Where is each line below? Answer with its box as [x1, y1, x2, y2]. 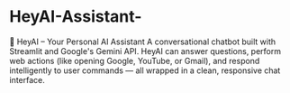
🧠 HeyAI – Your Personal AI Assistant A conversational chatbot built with [9, 36, 276, 47]
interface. [9, 74, 45, 85]
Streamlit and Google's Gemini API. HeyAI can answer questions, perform [9, 45, 282, 56]
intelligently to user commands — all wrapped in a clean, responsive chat [9, 65, 281, 76]
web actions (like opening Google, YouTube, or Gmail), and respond [9, 55, 260, 66]
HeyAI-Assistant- [9, 6, 142, 27]
